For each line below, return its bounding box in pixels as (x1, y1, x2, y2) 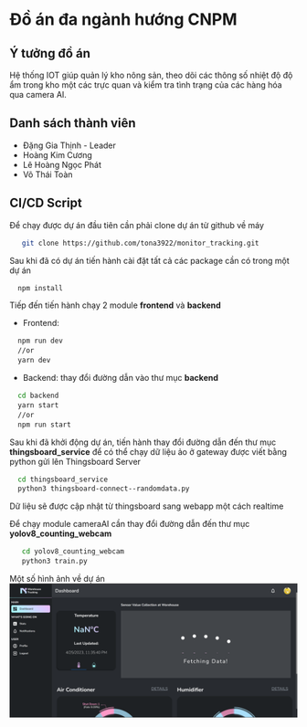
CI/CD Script (9, 195, 82, 211)
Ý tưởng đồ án (9, 46, 91, 61)
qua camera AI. (9, 90, 67, 100)
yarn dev (17, 356, 51, 365)
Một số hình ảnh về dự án (9, 574, 105, 584)
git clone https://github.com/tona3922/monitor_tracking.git (21, 238, 259, 248)
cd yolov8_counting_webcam (21, 547, 125, 556)
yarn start (17, 400, 59, 410)
